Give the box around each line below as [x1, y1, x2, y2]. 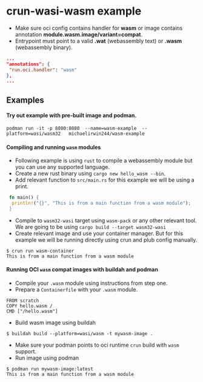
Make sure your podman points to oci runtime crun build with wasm [15, 341, 179, 349]
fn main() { [8, 194, 39, 201]
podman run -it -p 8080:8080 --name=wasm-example [6, 125, 137, 131]
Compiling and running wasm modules [6, 143, 101, 151]
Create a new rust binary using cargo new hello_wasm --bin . [15, 170, 166, 177]
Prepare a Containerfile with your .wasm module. [15, 285, 138, 293]
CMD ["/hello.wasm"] [6, 308, 59, 314]
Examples [6, 95, 44, 105]
